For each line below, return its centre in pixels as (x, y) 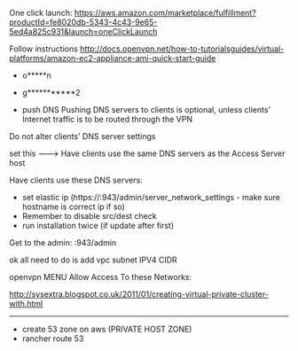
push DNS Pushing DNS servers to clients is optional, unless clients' (146, 109)
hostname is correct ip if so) (74, 207)
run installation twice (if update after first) (98, 226)
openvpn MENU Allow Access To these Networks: (101, 277)
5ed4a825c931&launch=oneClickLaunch (83, 31)
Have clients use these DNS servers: (76, 180)
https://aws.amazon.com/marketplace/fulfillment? (165, 13)
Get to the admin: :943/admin (63, 242)
